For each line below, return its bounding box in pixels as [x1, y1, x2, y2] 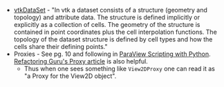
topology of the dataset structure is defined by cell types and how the [13, 35, 213, 43]
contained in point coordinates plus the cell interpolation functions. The [13, 28, 218, 36]
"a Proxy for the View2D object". [24, 72, 117, 80]
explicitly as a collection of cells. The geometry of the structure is [13, 21, 200, 28]
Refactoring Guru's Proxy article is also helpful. [13, 57, 149, 65]
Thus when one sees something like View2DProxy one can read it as [24, 65, 216, 72]
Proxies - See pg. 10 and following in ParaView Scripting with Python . [13, 50, 211, 58]
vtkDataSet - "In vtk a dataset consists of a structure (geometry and [13, 6, 207, 14]
